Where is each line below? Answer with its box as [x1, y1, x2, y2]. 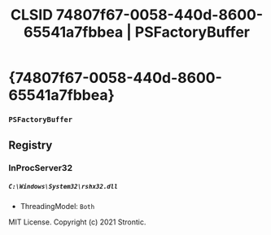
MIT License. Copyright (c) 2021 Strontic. [8, 217, 146, 227]
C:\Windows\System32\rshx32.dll [8, 183, 118, 191]
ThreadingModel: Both [20, 202, 95, 211]
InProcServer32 [8, 163, 73, 174]
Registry [8, 138, 53, 152]
